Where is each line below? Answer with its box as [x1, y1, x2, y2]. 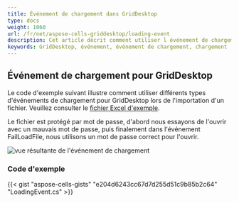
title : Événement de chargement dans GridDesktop [7, 10, 158, 18]
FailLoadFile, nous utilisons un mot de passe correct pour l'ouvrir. [7, 132, 199, 141]
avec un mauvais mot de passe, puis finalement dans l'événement [7, 125, 201, 133]
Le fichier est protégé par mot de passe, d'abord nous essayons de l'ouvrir [7, 117, 227, 126]
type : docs [7, 17, 40, 24]
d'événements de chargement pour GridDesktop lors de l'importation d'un [7, 96, 225, 104]
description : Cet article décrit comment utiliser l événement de [7, 37, 208, 44]
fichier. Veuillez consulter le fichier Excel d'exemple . [7, 104, 160, 112]
